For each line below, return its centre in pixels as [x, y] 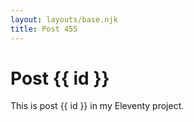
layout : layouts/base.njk [64, 19]
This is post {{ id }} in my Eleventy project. [97, 106]
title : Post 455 [44, 29]
